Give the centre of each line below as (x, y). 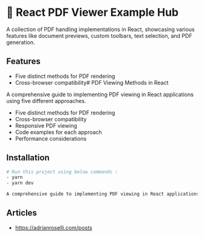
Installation (28, 158)
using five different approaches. (46, 101)
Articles (22, 213)
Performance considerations (51, 138)
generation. (21, 42)
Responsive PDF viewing (46, 126)
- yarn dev (20, 183)
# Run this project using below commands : (62, 172)
